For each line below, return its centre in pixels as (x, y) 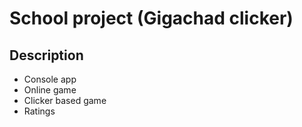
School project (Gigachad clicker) (151, 18)
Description (46, 55)
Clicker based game (65, 100)
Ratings (39, 111)
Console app (50, 79)
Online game (50, 90)
